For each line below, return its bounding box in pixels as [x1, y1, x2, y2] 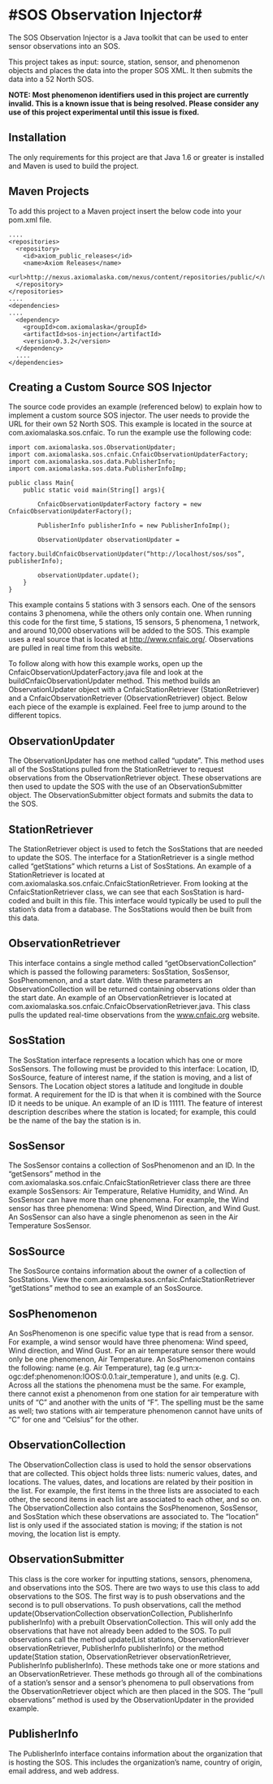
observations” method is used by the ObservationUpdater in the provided [8, 1695, 254, 1704]
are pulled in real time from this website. [8, 643, 143, 653]
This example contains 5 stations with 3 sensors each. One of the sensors [8, 600, 256, 610]
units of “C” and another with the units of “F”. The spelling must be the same [8, 1397, 264, 1407]
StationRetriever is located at [8, 870, 106, 879]
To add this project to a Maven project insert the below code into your [8, 206, 242, 216]
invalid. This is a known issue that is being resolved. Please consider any [8, 98, 259, 108]
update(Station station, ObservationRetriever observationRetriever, [8, 1652, 232, 1661]
